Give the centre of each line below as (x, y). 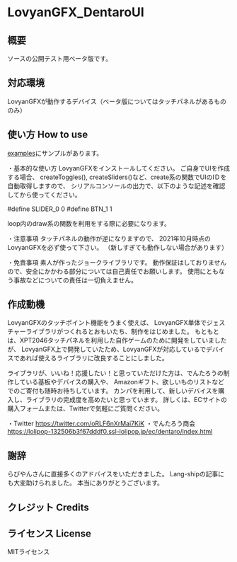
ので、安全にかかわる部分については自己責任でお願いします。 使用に (107, 271)
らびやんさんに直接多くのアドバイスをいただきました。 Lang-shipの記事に (116, 474)
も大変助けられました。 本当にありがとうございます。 (86, 483)
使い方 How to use (48, 135)
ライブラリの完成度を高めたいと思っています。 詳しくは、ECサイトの (127, 400)
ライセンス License (50, 534)
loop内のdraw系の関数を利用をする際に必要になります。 (89, 223)
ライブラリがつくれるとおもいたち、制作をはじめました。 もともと (122, 332)
